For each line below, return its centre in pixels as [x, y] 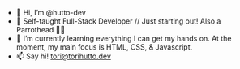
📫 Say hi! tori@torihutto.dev [64, 56]
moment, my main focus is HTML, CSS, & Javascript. [104, 47]
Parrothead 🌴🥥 [41, 30]
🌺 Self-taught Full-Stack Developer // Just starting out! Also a [118, 21]
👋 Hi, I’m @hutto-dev [51, 13]
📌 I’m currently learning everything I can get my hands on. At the [124, 38]
